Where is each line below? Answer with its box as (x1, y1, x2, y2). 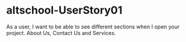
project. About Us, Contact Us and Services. (6, 29, 116, 36)
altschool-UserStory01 (6, 4, 123, 17)
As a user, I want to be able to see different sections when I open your (6, 23, 180, 30)
